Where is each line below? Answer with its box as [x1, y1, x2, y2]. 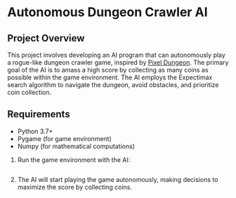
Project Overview [7, 32, 85, 44]
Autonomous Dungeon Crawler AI [7, 4, 209, 20]
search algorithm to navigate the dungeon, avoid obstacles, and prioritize [7, 81, 219, 88]
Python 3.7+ [17, 127, 53, 136]
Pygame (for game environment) [17, 134, 112, 143]
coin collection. [7, 88, 51, 96]
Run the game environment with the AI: [17, 155, 131, 164]
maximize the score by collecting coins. [17, 183, 132, 191]
